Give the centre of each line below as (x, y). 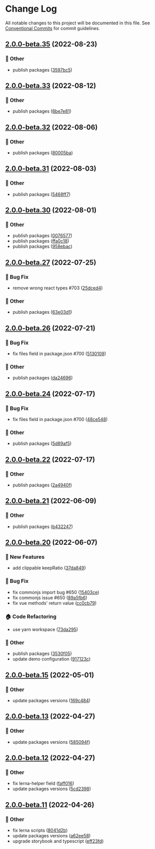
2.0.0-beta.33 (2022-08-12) (51, 86)
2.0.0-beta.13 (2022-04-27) (50, 716)
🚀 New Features (25, 557)
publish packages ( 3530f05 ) (42, 654)
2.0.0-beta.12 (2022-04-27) (50, 758)
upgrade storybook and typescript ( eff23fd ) (58, 841)
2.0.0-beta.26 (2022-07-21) (50, 328)
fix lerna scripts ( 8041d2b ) (40, 830)
